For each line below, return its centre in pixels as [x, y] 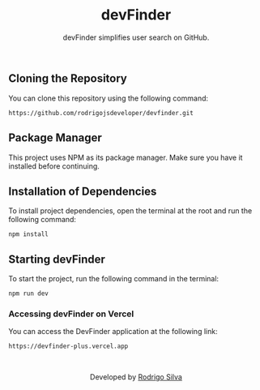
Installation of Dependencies [83, 191]
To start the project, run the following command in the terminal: [114, 279]
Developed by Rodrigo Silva [136, 377]
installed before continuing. [54, 166]
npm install [28, 234]
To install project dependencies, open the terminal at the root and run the [130, 211]
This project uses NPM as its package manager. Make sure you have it [126, 157]
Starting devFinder [57, 259]
